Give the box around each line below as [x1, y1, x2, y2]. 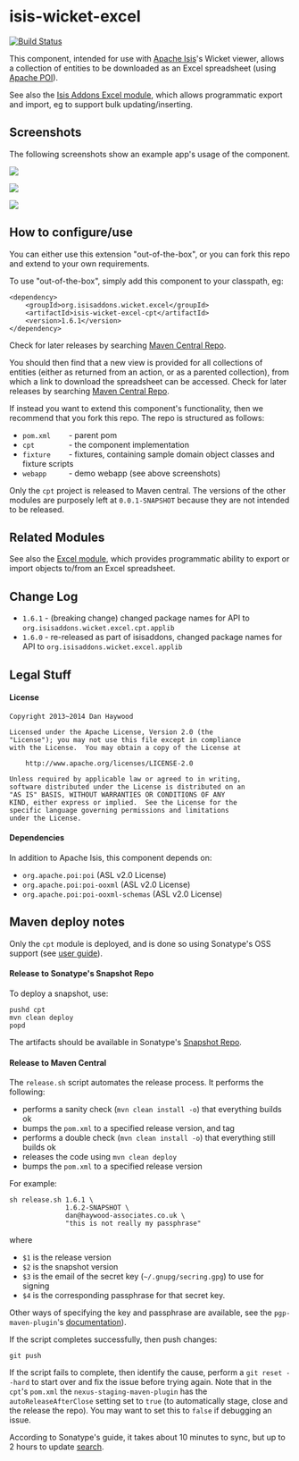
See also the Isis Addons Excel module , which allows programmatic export [9, 89, 283, 100]
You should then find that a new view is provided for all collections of [9, 357, 263, 367]
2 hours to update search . [9, 1441, 104, 1452]
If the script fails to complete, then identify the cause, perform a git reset [9, 1367, 283, 1378]
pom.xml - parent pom [21, 429, 118, 440]
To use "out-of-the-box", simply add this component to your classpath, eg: [9, 275, 284, 286]
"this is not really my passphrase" [65, 1219, 202, 1229]
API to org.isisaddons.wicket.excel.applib [21, 641, 183, 652]
